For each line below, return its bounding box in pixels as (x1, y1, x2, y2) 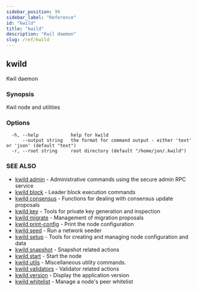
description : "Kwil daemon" (6, 31, 77, 37)
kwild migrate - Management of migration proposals (14, 214, 144, 221)
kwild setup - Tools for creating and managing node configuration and (14, 233, 189, 240)
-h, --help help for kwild (11, 132, 109, 138)
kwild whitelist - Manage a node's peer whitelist (14, 278, 133, 285)
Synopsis (6, 90, 34, 98)
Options (6, 118, 30, 127)
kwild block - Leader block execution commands (14, 188, 136, 195)
